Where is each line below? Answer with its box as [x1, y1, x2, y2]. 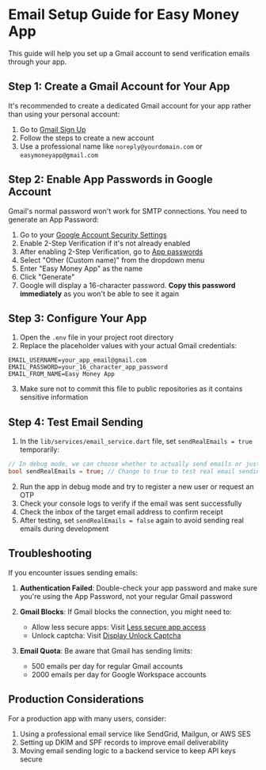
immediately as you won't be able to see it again [19, 289, 180, 298]
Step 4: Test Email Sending [8, 415, 144, 429]
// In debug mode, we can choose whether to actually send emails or [8, 461, 243, 468]
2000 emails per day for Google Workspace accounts [31, 669, 207, 679]
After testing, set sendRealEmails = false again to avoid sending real [19, 515, 244, 525]
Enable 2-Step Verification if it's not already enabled [19, 238, 191, 248]
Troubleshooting [8, 547, 93, 560]
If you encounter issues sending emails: [8, 567, 139, 577]
